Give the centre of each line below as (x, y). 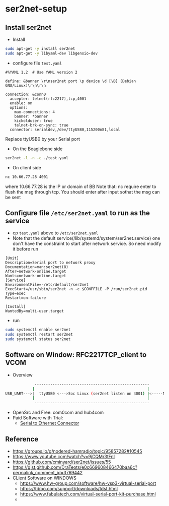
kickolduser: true (33, 121)
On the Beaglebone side (37, 149)
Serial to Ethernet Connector (50, 423)
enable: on (21, 103)
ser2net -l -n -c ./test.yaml (37, 158)
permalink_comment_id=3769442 (48, 472)
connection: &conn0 (26, 94)
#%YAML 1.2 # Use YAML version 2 (41, 72)
